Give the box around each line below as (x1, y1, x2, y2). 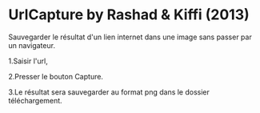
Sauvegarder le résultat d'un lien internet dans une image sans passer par (8, 32, 252, 42)
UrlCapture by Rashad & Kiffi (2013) (8, 6, 250, 24)
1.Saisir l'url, (8, 56, 48, 66)
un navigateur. (8, 40, 56, 50)
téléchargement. (8, 95, 62, 105)
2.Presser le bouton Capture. (8, 71, 104, 81)
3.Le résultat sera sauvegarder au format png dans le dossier (8, 87, 210, 97)
